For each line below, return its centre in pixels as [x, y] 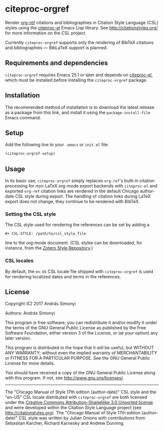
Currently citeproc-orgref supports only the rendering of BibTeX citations [79, 42]
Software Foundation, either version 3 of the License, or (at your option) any [82, 333]
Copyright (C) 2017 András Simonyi [41, 304]
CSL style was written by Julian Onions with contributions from [82, 418]
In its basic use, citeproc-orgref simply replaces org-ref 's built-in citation [80, 181]
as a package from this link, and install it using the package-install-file [78, 112]
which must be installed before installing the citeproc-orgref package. [76, 80]
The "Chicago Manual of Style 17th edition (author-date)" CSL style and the [81, 392]
